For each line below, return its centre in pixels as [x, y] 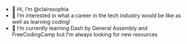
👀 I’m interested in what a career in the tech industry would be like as [96, 15]
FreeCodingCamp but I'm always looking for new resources [85, 34]
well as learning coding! [41, 22]
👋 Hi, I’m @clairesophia [40, 9]
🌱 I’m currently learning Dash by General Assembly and [80, 28]
